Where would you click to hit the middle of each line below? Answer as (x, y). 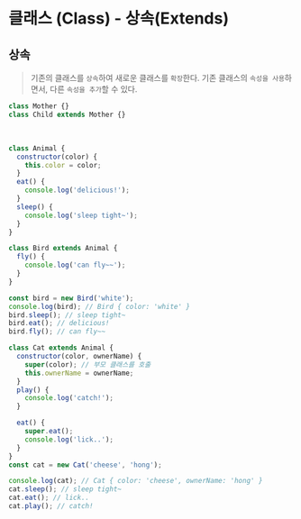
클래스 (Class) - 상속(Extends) (119, 18)
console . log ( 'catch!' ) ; (69, 398)
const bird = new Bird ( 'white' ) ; (71, 298)
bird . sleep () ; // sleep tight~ (67, 315)
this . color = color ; (63, 165)
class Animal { (37, 148)
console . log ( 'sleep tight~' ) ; (82, 215)
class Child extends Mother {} (67, 114)
